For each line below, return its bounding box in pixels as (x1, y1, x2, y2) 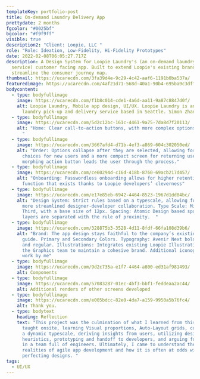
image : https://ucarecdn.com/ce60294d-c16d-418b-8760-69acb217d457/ (17, 170, 190, 176)
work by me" (21, 253, 52, 259)
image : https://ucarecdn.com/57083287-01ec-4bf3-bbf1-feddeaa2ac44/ (17, 281, 190, 286)
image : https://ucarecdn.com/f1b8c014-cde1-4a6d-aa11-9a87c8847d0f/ (17, 97, 190, 103)
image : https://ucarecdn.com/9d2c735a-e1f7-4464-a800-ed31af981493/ (17, 264, 190, 270)
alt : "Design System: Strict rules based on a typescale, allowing (17, 198, 187, 204)
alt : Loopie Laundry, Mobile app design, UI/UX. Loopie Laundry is (17, 103, 187, 109)
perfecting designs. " (21, 353, 79, 359)
